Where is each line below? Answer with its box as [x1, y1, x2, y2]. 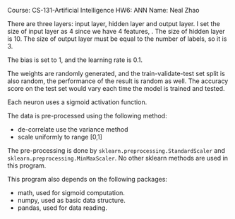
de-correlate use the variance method [17, 125, 128, 133]
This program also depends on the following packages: [7, 175, 168, 183]
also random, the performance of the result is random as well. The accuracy [7, 77, 229, 85]
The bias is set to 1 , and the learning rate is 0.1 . [7, 56, 143, 64]
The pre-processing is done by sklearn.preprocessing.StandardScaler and [7, 146, 226, 154]
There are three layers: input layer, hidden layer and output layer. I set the [7, 20, 220, 27]
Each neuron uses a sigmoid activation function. [7, 98, 147, 106]
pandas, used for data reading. [17, 204, 108, 212]
